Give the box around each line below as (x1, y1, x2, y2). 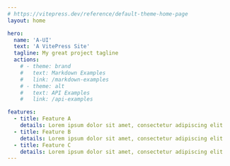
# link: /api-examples (20, 96, 93, 103)
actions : (13, 56, 40, 64)
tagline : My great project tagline (13, 50, 119, 57)
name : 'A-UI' (13, 36, 52, 43)
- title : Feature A (13, 115, 71, 123)
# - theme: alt (20, 82, 65, 89)
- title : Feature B (13, 128, 71, 135)
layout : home (7, 17, 46, 24)
